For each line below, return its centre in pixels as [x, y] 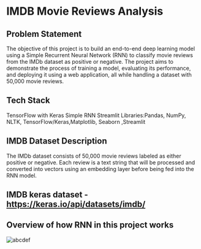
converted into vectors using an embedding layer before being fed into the [100, 169]
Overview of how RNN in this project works [90, 225]
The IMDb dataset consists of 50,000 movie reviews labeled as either [94, 156]
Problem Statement [44, 34]
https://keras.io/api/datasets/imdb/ [76, 205]
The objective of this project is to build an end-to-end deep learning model [100, 48]
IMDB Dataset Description [57, 141]
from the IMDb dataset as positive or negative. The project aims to [90, 62]
